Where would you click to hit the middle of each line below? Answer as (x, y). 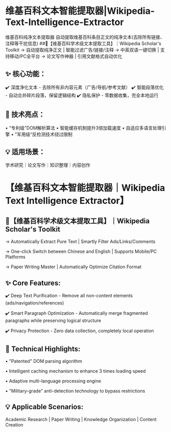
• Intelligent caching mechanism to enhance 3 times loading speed (76, 371)
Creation (15, 425)
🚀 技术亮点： (25, 114)
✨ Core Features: (33, 283)
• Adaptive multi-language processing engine (53, 381)
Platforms (15, 257)
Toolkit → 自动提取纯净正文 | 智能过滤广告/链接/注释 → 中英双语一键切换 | (82, 50)
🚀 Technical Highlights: (43, 349)
